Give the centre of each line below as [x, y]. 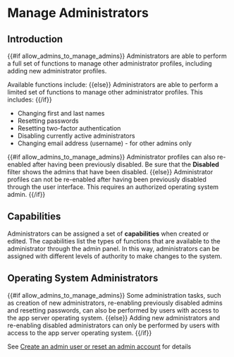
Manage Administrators [78, 13]
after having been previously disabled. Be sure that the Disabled [126, 164]
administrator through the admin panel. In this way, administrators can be [113, 248]
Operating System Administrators [83, 278]
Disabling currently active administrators [76, 136]
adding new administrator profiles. [57, 71]
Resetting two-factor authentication [69, 128]
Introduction [35, 39]
